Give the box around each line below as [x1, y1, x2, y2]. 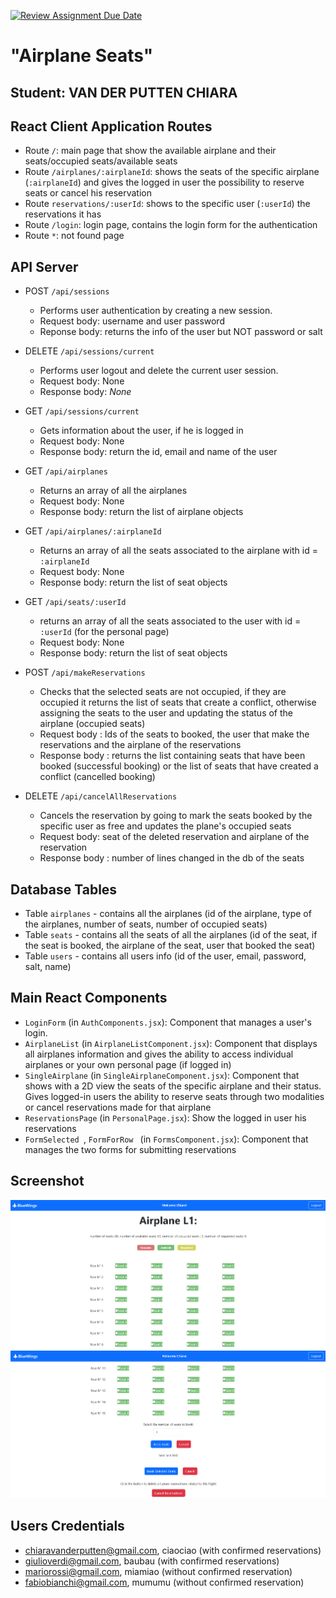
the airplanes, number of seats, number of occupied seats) [24, 918, 268, 930]
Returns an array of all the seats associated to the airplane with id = [39, 545, 318, 557]
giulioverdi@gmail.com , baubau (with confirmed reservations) [24, 1555, 280, 1567]
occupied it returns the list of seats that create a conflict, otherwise [39, 696, 317, 709]
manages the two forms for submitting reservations [24, 1143, 237, 1155]
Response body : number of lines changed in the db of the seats [39, 852, 305, 864]
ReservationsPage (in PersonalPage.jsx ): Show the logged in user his [24, 1111, 307, 1124]
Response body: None [39, 386, 132, 398]
